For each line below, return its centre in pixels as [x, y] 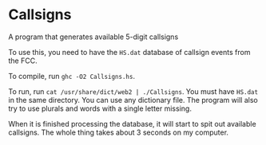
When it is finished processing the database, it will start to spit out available [133, 123]
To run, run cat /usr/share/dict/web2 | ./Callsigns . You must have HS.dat [133, 91]
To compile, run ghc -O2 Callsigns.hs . [72, 76]
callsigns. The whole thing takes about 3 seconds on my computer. [119, 132]
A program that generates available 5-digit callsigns [93, 37]
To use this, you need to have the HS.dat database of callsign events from [129, 52]
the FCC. [23, 61]
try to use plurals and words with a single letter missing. [100, 108]
